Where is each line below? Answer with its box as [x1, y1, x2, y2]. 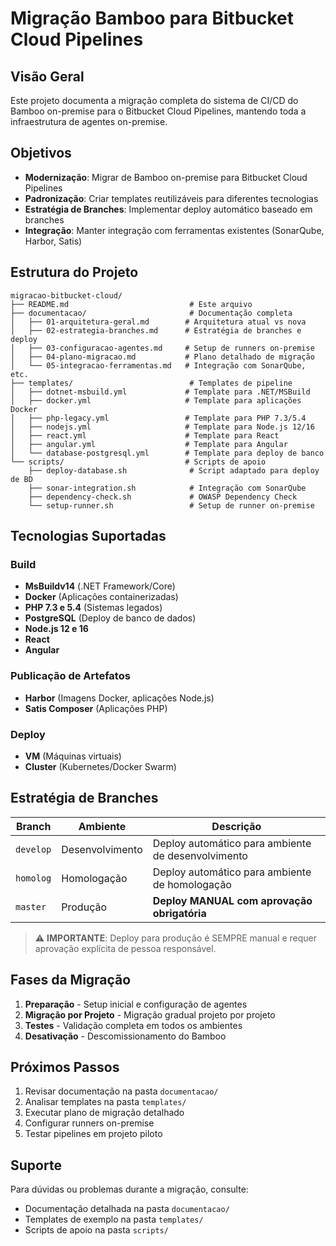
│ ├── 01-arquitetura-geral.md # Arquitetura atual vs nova [10, 317, 307, 327]
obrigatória [152, 906, 207, 920]
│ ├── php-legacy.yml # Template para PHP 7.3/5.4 [10, 413, 307, 423]
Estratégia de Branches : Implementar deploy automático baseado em [24, 203, 313, 215]
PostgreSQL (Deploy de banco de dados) [24, 612, 197, 624]
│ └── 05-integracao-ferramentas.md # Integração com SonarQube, [10, 360, 307, 371]
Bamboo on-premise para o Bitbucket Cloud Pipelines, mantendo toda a [10, 105, 307, 117]
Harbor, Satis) [24, 235, 83, 247]
